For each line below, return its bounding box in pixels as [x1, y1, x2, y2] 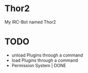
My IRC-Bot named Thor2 [4, 19, 56, 25]
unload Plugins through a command [11, 52, 83, 58]
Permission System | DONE [11, 62, 67, 68]
